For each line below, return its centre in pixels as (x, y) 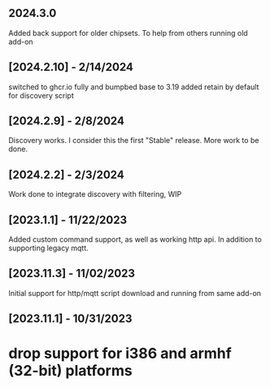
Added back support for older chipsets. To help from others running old (128, 33)
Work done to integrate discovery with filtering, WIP (95, 194)
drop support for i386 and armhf (120, 354)
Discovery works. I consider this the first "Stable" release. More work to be (134, 141)
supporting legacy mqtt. (49, 248)
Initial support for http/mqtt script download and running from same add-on (135, 293)
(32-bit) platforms (70, 371)
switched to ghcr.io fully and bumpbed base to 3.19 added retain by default (134, 87)
